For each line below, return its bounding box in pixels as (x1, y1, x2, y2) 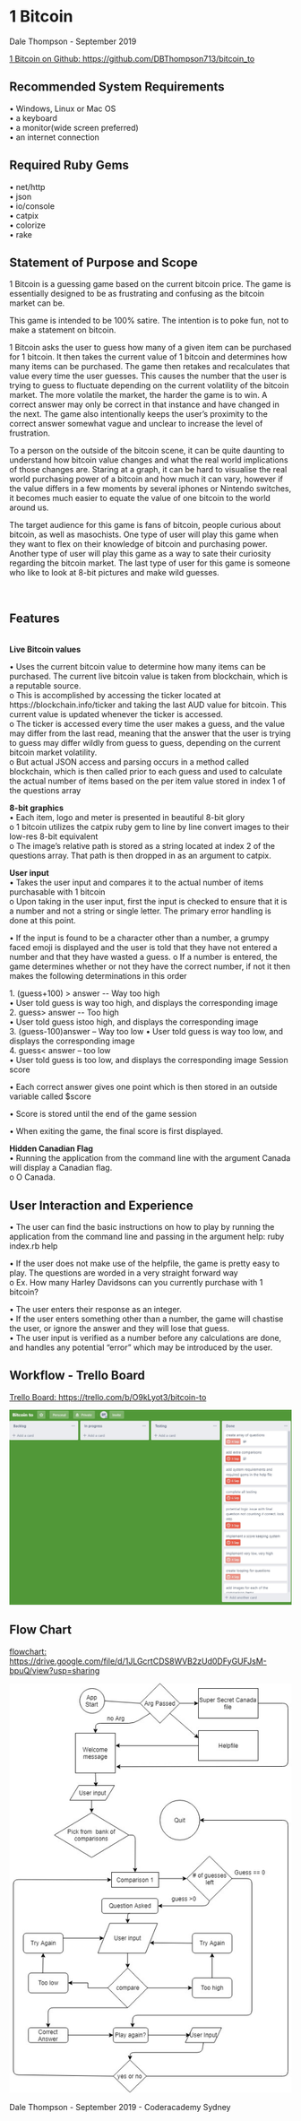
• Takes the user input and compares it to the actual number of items (9, 877, 264, 888)
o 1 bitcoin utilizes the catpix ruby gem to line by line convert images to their (9, 822, 289, 833)
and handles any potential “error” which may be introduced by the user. (9, 1342, 273, 1353)
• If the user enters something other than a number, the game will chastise (9, 1313, 284, 1324)
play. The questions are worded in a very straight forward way (9, 1268, 239, 1278)
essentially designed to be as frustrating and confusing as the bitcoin (9, 289, 265, 299)
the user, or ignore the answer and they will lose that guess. (9, 1323, 230, 1333)
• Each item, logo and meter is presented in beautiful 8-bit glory (9, 812, 245, 823)
